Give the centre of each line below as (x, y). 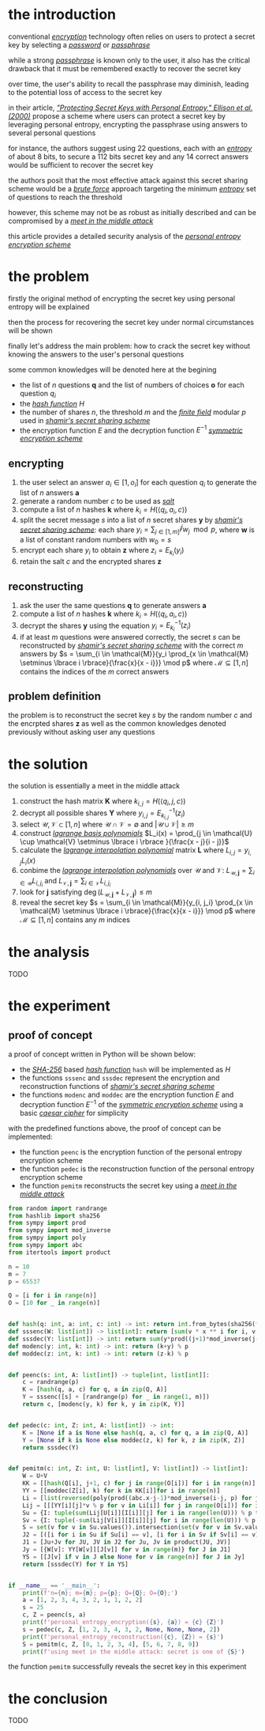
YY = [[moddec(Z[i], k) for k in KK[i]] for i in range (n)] (121, 1491)
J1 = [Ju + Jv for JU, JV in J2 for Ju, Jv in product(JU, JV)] (127, 1542)
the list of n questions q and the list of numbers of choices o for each (132, 384)
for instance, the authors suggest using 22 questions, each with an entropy (130, 148)
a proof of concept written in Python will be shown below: (102, 1054)
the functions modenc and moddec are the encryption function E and (127, 1095)
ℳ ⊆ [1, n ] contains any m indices (75, 920)
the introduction (62, 15)
